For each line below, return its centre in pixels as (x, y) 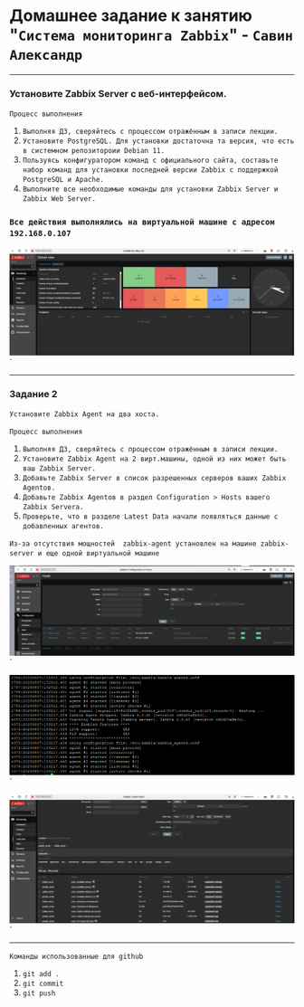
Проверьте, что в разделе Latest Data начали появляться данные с (150, 517)
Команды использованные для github (76, 957)
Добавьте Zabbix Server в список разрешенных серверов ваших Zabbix (154, 478)
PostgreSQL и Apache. (63, 180)
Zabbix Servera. (53, 507)
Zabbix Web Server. (59, 199)
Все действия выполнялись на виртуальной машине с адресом (142, 222)
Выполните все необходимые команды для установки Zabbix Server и (150, 190)
